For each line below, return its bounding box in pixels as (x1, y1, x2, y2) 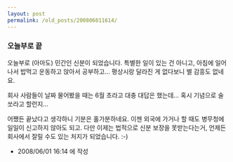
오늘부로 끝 (7, 41, 43, 51)
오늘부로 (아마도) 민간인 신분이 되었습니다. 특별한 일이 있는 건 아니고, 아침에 (7, 58, 214, 67)
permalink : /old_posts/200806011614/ (7, 17, 118, 24)
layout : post (7, 10, 46, 18)
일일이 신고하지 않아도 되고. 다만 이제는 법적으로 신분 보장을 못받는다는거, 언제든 (7, 123, 227, 132)
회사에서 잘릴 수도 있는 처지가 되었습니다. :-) (7, 132, 128, 140)
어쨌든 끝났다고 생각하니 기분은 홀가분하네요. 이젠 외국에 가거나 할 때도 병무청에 (7, 114, 225, 123)
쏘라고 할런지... (7, 100, 49, 108)
